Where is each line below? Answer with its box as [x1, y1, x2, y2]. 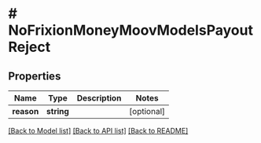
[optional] [129, 106, 165, 116]
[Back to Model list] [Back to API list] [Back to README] [8, 126, 189, 135]
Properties [8, 69, 61, 82]
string [46, 106, 69, 116]
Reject [8, 38, 51, 56]
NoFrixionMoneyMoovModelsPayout [8, 21, 254, 39]
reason [12, 106, 39, 116]
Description [76, 93, 122, 103]
